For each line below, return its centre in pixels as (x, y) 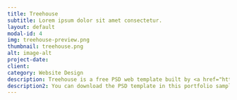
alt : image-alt (30, 54)
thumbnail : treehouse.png (45, 46)
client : (19, 66)
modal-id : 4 (25, 33)
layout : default (31, 27)
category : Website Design (45, 73)
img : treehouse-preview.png (49, 40)
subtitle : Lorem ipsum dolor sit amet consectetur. (85, 20)
